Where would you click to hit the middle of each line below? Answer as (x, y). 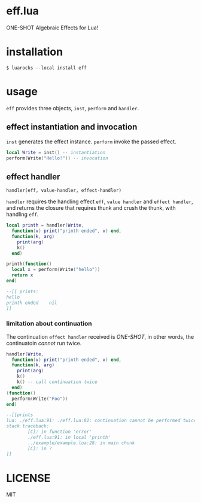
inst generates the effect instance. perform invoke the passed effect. (91, 141)
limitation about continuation (49, 324)
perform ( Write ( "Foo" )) (40, 399)
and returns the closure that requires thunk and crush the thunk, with (91, 208)
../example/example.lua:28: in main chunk (81, 443)
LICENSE (28, 478)
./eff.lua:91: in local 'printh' (69, 437)
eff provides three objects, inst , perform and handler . (73, 108)
